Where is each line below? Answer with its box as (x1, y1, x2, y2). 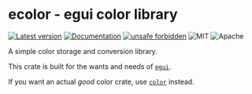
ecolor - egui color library (8, 5, 179, 23)
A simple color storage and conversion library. (8, 46, 157, 56)
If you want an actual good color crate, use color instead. (8, 77, 195, 86)
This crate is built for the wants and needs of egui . (8, 61, 172, 71)
